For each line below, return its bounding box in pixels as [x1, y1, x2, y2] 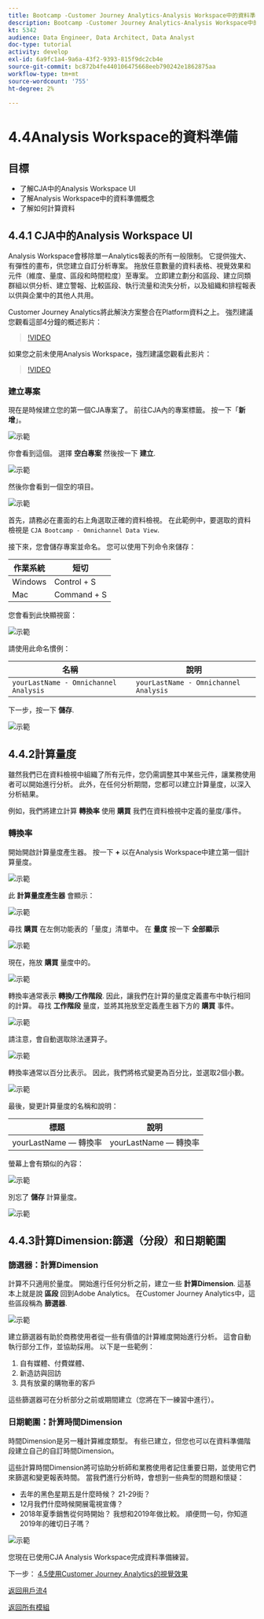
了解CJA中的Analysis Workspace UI [19, 184, 136, 194]
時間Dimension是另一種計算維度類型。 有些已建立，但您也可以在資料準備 [8, 1436, 244, 1445]
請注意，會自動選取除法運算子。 [8, 1034, 112, 1044]
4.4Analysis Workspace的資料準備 [8, 128, 238, 146]
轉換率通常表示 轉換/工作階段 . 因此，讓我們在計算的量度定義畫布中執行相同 [8, 991, 251, 1000]
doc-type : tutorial [8, 41, 72, 49]
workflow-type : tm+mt [8, 70, 79, 78]
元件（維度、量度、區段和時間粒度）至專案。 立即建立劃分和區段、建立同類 [8, 271, 251, 280]
